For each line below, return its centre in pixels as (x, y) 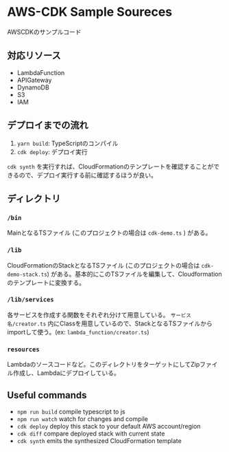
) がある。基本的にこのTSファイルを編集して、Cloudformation (135, 274)
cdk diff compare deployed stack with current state (91, 433)
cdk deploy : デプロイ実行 (52, 151)
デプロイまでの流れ (48, 126)
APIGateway (34, 80)
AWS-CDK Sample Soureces (90, 12)
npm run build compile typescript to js (71, 411)
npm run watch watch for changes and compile (83, 419)
